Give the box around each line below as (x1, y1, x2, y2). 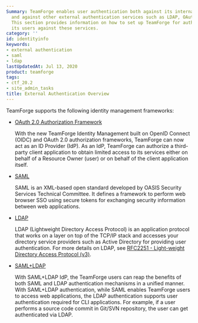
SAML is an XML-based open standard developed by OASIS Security (14, 184, 181, 191)
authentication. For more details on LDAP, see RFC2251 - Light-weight (14, 244, 185, 251)
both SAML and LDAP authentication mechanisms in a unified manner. (14, 279, 185, 286)
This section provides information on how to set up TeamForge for (11, 19, 181, 25)
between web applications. (14, 203, 81, 210)
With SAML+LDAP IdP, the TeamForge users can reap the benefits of (14, 273, 181, 281)
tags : (6, 74, 19, 80)
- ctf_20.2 (6, 80, 33, 86)
